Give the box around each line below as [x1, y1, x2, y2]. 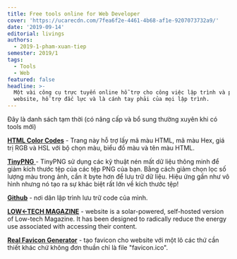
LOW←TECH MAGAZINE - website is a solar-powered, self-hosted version [7, 207, 224, 215]
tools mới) [7, 123, 37, 131]
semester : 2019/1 [7, 50, 59, 57]
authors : [7, 37, 33, 44]
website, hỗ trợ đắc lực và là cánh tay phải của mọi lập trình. [13, 96, 210, 103]
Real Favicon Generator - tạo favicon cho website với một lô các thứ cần [7, 236, 219, 244]
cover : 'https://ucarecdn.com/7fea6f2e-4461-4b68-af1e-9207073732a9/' [7, 17, 219, 24]
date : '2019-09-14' [7, 23, 65, 30]
